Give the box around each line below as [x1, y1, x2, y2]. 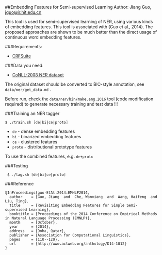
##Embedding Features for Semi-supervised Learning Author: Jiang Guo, [5, 4, 152, 10]
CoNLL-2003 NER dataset [12, 72, 64, 77]
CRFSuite [12, 53, 31, 59]
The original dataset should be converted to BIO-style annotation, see [5, 81, 145, 87]
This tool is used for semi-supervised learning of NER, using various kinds [5, 19, 153, 24]
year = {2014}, [9, 224, 51, 229]
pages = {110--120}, [9, 237, 60, 242]
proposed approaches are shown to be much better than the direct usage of [5, 29, 157, 35]
